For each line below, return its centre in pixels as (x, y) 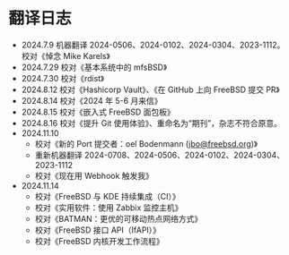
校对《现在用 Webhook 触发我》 (94, 175)
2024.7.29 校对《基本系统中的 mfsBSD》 (94, 67)
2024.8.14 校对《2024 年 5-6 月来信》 (92, 100)
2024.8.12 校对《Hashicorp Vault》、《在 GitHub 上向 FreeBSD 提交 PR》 (150, 89)
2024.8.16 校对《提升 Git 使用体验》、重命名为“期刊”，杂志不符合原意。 (151, 123)
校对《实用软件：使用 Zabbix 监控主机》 (109, 208)
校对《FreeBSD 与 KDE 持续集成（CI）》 (107, 196)
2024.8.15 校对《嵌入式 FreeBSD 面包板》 (98, 112)
